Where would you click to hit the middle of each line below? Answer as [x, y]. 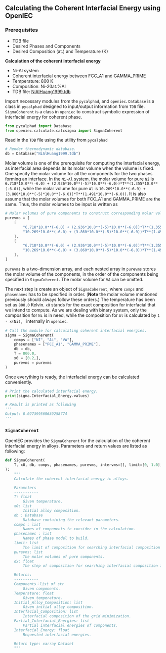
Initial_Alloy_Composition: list [48, 603]
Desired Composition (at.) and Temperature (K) [60, 51]
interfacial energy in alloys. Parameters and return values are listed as [76, 446]
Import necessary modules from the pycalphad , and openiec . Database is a [80, 101]
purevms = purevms [33, 363]
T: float [23, 497]
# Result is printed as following [41, 405]
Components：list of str [39, 584]
